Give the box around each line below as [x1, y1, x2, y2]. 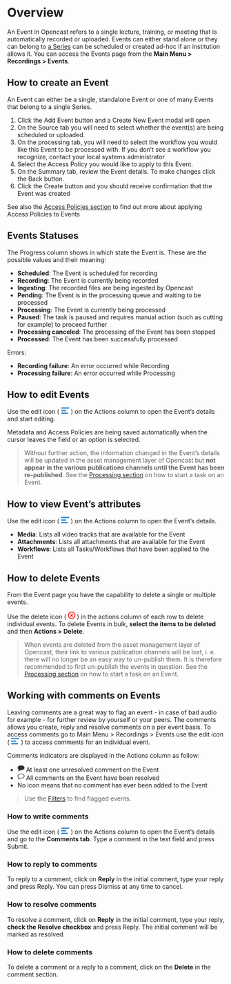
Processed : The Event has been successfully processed [17, 334, 178, 343]
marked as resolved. [7, 930, 66, 938]
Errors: [7, 348, 27, 357]
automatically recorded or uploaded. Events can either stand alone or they [7, 34, 219, 43]
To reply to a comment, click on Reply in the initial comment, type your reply [7, 875, 224, 883]
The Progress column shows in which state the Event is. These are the [7, 248, 207, 257]
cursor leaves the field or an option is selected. [7, 436, 141, 444]
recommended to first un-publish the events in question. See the [23, 663, 208, 670]
